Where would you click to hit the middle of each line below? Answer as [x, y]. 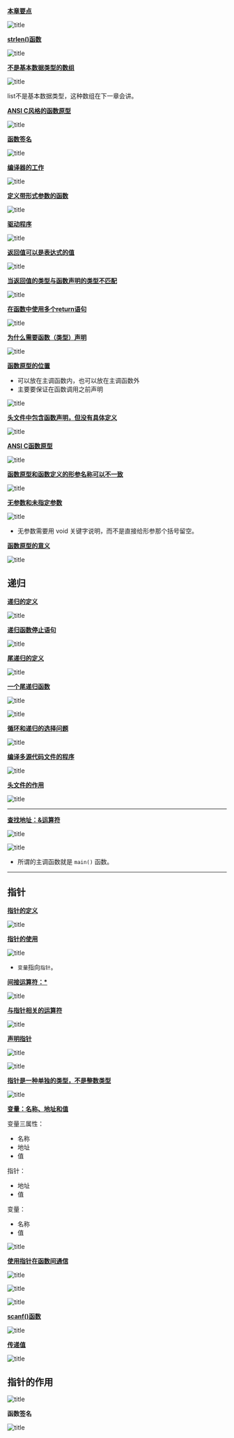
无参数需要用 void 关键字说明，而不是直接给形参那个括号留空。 [108, 531]
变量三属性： [25, 1123]
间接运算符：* [27, 982]
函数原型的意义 [29, 546]
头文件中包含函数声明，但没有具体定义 [62, 417]
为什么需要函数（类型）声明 [47, 337]
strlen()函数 [24, 39]
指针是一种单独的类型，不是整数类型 [59, 1080]
